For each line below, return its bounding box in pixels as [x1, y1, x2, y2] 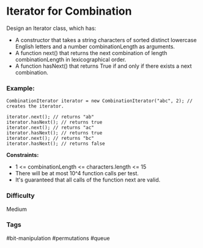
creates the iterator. [6, 103, 64, 109]
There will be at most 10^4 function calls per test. [15, 170, 139, 177]
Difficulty [6, 191, 35, 200]
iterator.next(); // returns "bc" [6, 136, 95, 142]
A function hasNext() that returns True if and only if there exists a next [15, 62, 192, 70]
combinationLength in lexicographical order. [15, 56, 127, 63]
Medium [6, 205, 28, 213]
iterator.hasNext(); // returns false [6, 140, 105, 147]
